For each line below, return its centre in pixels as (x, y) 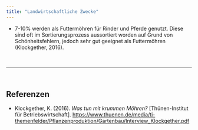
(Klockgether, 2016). (39, 47)
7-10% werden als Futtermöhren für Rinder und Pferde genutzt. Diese (99, 28)
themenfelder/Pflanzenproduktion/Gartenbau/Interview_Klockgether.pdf (102, 121)
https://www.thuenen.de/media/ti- (114, 115)
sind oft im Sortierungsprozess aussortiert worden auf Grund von (94, 35)
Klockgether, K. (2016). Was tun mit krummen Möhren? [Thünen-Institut (101, 108)
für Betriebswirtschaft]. (43, 115)
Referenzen (28, 94)
